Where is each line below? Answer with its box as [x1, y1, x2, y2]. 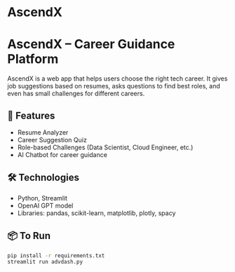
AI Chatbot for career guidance [17, 150, 107, 158]
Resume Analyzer [17, 128, 69, 137]
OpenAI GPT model [17, 201, 74, 210]
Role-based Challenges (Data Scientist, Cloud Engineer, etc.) [17, 143, 194, 151]
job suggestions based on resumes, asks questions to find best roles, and [7, 82, 220, 90]
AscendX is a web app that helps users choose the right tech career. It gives [7, 74, 228, 83]
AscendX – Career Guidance [7, 36, 175, 53]
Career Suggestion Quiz [17, 135, 88, 144]
